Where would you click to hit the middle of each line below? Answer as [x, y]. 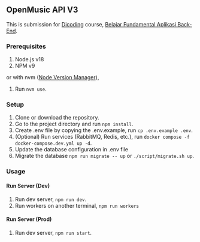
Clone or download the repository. [57, 118]
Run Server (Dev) [28, 186]
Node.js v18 [29, 59]
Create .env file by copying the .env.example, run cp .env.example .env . [104, 130]
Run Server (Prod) [29, 219]
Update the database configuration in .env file [72, 150]
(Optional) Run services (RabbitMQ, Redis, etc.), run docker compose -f [102, 137]
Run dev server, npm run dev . [51, 199]
